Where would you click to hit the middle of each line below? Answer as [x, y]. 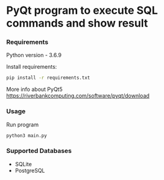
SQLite [23, 164]
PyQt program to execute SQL [82, 11]
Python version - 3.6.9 [34, 55]
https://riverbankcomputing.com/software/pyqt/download [78, 96]
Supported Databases [39, 151]
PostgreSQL [30, 170]
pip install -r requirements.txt [48, 78]
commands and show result [77, 23]
